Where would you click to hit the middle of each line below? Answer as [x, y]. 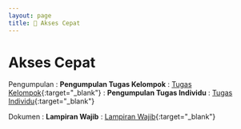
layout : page [30, 16]
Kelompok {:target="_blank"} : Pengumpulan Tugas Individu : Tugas [120, 93]
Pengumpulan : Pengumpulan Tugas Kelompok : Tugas [100, 84]
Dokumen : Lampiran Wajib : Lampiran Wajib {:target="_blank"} [112, 117]
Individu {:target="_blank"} [51, 101]
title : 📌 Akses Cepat [44, 23]
